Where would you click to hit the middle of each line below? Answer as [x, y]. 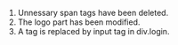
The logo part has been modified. [79, 22]
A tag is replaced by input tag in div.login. [93, 31]
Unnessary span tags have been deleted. [93, 13]
